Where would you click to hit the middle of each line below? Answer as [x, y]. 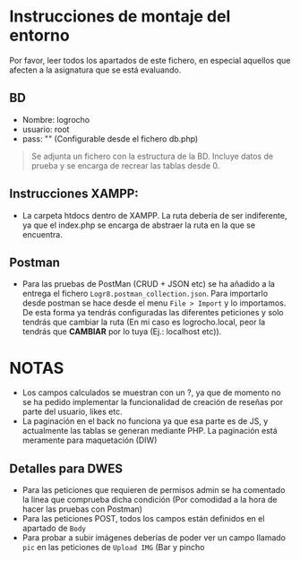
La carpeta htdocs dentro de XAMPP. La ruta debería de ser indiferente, [154, 215]
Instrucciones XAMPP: [74, 194]
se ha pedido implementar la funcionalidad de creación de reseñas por [153, 402]
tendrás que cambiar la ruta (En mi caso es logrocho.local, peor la [144, 322]
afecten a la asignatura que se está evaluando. [95, 70]
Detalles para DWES [66, 468]
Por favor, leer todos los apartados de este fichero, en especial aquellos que [150, 60]
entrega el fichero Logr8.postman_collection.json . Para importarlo [145, 294]
